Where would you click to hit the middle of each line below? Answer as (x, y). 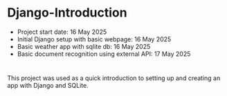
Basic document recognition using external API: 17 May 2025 (104, 54)
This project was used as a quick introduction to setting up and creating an (114, 78)
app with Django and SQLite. (48, 86)
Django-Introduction (67, 13)
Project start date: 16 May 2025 (62, 32)
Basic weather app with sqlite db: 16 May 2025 (84, 46)
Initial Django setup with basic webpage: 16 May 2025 (94, 39)
